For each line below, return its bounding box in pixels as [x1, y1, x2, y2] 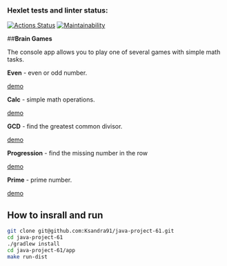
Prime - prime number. [7, 175, 72, 184]
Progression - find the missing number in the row [7, 149, 148, 158]
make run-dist [7, 253, 48, 260]
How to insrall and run [7, 209, 103, 221]
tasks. [7, 55, 25, 64]
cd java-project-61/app [7, 247, 76, 254]
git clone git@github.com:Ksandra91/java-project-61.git [7, 227, 175, 235]
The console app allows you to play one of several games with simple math [7, 48, 221, 57]
